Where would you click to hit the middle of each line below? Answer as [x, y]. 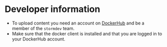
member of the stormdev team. [43, 28]
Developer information [52, 9]
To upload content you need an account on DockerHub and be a [78, 23]
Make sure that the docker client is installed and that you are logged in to [87, 33]
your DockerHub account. [38, 39]
